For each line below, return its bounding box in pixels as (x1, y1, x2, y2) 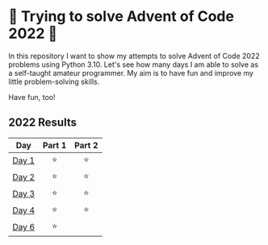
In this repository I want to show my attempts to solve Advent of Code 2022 (8, 51, 260, 60)
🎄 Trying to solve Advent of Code (8, 7, 234, 26)
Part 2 (73, 139, 98, 151)
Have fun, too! (8, 92, 56, 102)
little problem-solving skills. (8, 77, 100, 86)
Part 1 (42, 139, 67, 151)
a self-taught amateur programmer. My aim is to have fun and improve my (8, 68, 254, 77)
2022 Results (8, 116, 77, 130)
